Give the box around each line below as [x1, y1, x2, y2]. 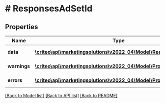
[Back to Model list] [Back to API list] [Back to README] [5, 93, 118, 99]
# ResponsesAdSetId [5, 3, 93, 14]
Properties [5, 23, 38, 31]
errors [7, 77, 23, 84]
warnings [7, 63, 30, 69]
